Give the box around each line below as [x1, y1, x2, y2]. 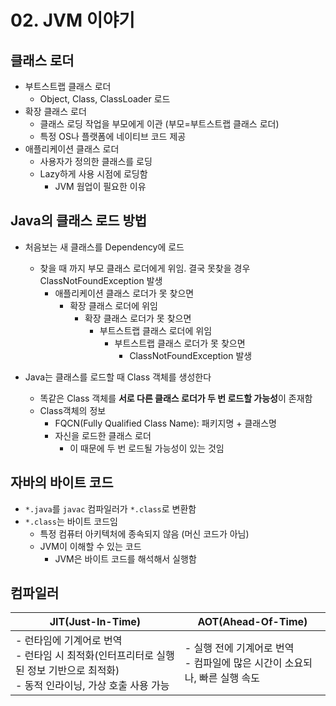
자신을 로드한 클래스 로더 [54, 429, 152, 441]
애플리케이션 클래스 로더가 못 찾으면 [54, 287, 195, 299]
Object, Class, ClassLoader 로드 [39, 93, 171, 105]
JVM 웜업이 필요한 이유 [54, 181, 147, 192]
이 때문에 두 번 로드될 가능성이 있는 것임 [69, 442, 225, 454]
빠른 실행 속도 [199, 671, 261, 685]
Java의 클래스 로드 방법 [10, 212, 148, 230]
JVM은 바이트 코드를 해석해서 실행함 [54, 552, 197, 565]
